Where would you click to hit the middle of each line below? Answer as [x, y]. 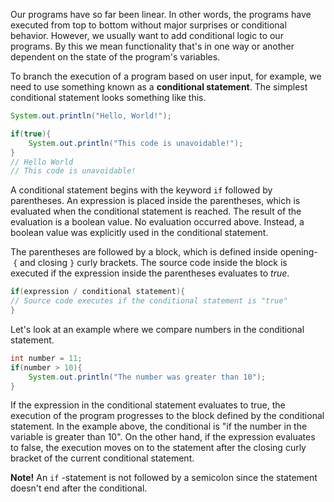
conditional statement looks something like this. [108, 97]
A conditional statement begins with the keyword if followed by [141, 190]
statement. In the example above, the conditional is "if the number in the [159, 426]
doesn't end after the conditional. [79, 488]
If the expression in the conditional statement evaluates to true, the [148, 405]
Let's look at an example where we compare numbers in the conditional [157, 329]
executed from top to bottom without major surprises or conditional [148, 25]
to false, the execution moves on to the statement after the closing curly [158, 448]
